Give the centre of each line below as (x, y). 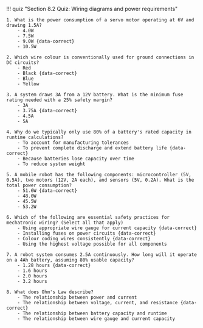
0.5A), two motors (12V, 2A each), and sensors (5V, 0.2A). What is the (100, 180)
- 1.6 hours (32, 271)
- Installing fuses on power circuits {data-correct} (87, 234)
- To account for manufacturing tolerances (73, 143)
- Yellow (28, 84)
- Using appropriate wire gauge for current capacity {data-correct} (107, 228)
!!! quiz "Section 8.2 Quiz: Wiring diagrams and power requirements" (92, 9)
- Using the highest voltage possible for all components (92, 244)
